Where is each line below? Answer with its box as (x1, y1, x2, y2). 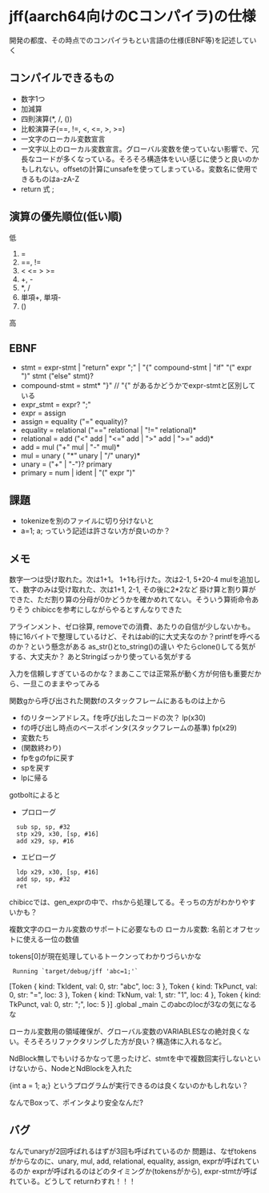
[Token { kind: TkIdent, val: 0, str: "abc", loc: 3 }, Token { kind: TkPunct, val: (9, 981, 258, 991)
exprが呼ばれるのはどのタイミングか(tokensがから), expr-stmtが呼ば (31, 1166, 258, 1175)
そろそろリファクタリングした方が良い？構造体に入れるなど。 (22, 1037, 227, 1046)
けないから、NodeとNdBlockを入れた (9, 1064, 133, 1073)
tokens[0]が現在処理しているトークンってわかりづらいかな (9, 952, 202, 960)
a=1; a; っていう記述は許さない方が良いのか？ (20, 526, 171, 536)
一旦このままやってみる (22, 679, 101, 688)
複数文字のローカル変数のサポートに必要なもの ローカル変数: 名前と (9, 924, 233, 934)
